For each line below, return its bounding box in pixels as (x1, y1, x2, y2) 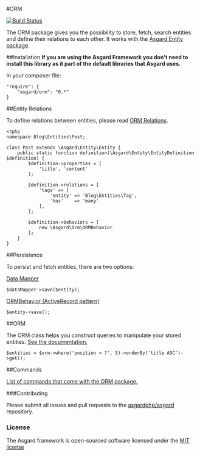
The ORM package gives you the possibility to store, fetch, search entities (6, 29, 191, 36)
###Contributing (6, 390, 48, 397)
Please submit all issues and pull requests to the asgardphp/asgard (6, 402, 174, 408)
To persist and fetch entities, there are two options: (6, 263, 134, 270)
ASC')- (167, 350, 184, 356)
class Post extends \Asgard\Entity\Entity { (6, 144, 121, 151)
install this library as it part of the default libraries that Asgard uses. (6, 60, 181, 67)
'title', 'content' (38, 166, 88, 172)
